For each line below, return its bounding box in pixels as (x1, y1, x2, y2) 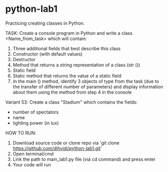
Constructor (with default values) (12, 51, 83, 57)
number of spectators (12, 109, 59, 115)
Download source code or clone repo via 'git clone (12, 140, 119, 146)
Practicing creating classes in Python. (5, 20, 85, 26)
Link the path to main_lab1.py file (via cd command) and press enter (12, 156, 156, 162)
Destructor (12, 56, 36, 62)
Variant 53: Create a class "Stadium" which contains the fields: (5, 99, 138, 105)
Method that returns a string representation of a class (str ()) (12, 62, 140, 68)
